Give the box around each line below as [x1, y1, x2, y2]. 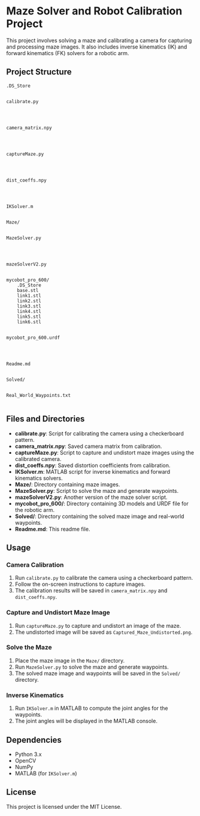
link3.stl [17, 303, 42, 309]
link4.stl [17, 308, 42, 314]
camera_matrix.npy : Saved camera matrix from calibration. [14, 442, 162, 450]
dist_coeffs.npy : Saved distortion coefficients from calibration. [14, 462, 171, 469]
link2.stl [17, 298, 42, 304]
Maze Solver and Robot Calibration [6, 4, 183, 18]
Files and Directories [6, 414, 85, 424]
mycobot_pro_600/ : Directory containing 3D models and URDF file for [14, 499, 189, 507]
